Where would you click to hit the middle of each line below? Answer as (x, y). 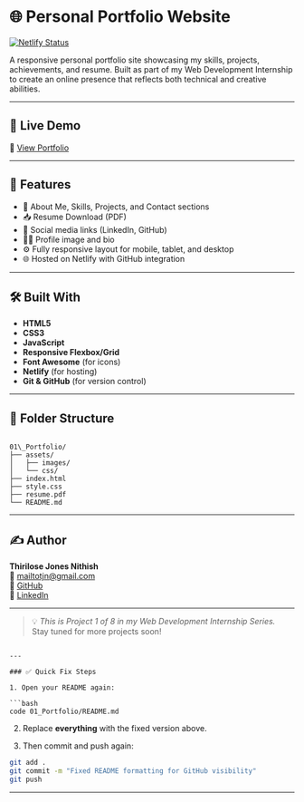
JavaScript (43, 343)
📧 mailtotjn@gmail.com (52, 576)
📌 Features (40, 184)
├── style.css (36, 487)
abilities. (25, 89)
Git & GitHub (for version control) (84, 382)
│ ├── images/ (40, 463)
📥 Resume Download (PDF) (74, 217)
